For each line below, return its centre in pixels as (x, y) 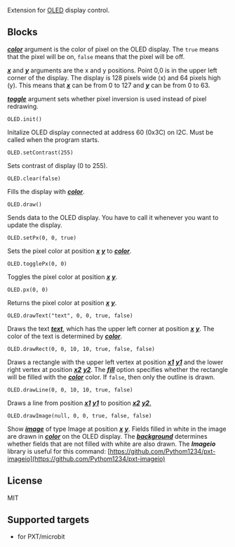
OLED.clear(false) (34, 179)
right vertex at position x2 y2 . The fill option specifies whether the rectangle (118, 369)
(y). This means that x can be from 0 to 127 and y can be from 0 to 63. (109, 85)
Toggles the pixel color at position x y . (62, 276)
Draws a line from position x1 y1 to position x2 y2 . (79, 403)
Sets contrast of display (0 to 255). (58, 165)
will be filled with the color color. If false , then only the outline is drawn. (111, 377)
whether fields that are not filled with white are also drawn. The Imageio (112, 444)
